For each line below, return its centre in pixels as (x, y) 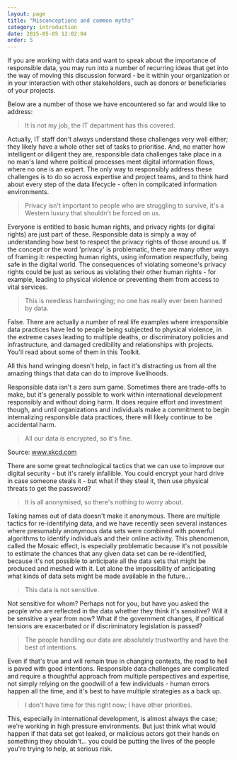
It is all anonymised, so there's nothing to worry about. (104, 502)
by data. (36, 308)
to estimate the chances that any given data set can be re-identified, (107, 554)
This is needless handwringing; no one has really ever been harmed (123, 301)
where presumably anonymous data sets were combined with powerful (111, 531)
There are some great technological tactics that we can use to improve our (116, 466)
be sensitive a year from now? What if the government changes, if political (116, 619)
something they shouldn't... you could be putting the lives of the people (111, 742)
